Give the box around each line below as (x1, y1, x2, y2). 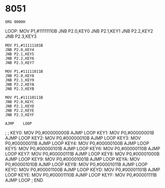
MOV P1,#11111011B (5, 69, 43, 74)
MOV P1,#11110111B (5, 95, 43, 100)
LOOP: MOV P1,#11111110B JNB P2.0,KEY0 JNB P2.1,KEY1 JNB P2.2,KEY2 (5, 28, 154, 34)
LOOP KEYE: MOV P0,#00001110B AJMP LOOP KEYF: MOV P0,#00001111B (5, 172, 157, 178)
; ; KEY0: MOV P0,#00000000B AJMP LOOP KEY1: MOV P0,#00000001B (5, 129, 155, 135)
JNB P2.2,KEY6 (5, 56, 35, 61)
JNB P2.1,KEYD (5, 104, 35, 109)
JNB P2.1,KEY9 (5, 77, 35, 82)
